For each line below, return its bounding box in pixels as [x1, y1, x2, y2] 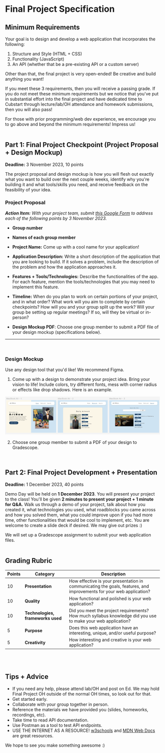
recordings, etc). [12, 712, 46, 718]
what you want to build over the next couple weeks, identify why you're [5, 176, 150, 182]
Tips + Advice [5, 673, 49, 681]
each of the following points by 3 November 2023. [5, 216, 107, 221]
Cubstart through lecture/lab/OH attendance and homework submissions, [5, 101, 154, 107]
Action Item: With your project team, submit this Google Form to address [5, 210, 153, 216]
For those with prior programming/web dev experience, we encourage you [5, 116, 156, 122]
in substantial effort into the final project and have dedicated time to [5, 96, 142, 102]
